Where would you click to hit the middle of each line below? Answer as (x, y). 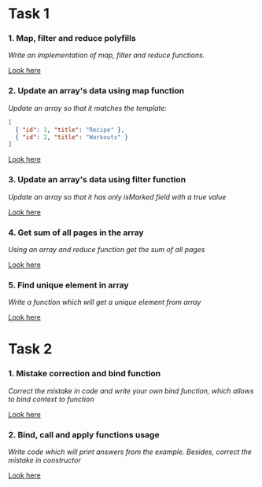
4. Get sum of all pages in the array (76, 233)
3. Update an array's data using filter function (97, 180)
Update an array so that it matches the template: (88, 108)
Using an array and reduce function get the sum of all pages (107, 249)
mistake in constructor (44, 460)
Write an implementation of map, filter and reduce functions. (107, 55)
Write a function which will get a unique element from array (105, 302)
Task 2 (30, 349)
